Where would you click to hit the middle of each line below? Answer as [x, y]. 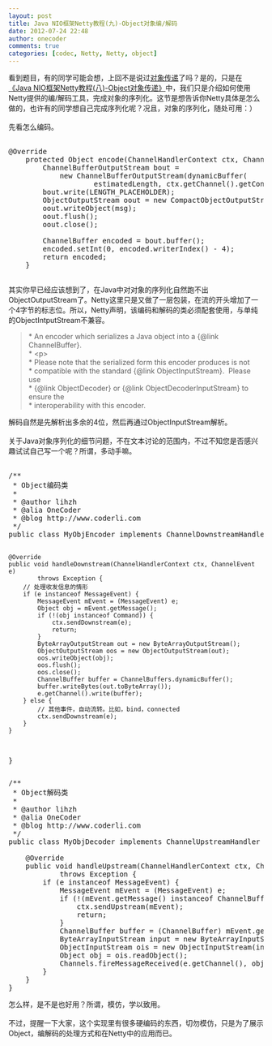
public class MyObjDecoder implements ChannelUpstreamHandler [134, 842]
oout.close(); [70, 224]
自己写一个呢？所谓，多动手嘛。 [83, 451]
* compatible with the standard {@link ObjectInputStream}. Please [139, 371]
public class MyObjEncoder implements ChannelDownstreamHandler [139, 534]
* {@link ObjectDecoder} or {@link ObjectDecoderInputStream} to [138, 388]
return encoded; [74, 257]
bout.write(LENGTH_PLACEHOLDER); [109, 192]
